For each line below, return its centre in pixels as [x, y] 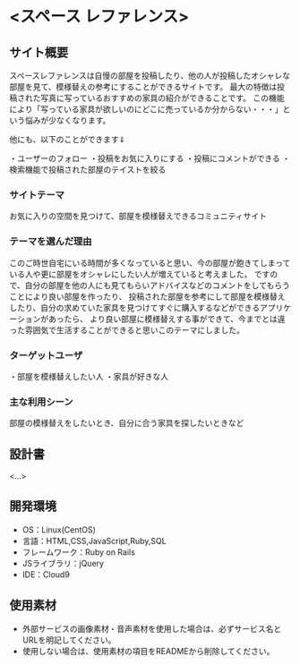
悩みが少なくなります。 [68, 120]
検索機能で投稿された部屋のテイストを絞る [88, 170]
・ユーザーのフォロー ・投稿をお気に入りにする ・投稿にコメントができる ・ [150, 158]
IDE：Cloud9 [46, 574]
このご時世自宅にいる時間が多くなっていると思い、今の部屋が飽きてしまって [150, 262]
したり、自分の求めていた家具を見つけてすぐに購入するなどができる [135, 307]
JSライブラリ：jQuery [63, 563]
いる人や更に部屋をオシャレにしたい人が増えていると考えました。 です [140, 274]
